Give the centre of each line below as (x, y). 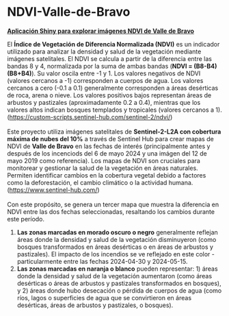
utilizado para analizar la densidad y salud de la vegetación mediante (104, 51)
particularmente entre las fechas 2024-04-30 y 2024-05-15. (102, 261)
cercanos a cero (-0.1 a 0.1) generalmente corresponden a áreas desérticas (113, 88)
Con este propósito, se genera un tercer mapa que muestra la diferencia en (113, 204)
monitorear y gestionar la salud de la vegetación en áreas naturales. (103, 168)
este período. (26, 219)
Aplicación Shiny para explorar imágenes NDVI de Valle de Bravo (101, 31)
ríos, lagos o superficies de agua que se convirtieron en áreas (104, 297)
